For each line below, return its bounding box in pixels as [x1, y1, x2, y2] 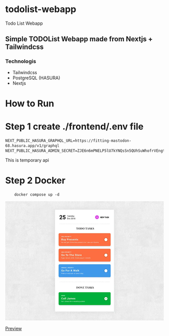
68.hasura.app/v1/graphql [5, 143, 59, 148]
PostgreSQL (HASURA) [12, 75, 60, 81]
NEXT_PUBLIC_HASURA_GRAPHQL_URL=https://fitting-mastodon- [5, 138, 132, 143]
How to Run [5, 97, 54, 109]
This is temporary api [5, 157, 49, 163]
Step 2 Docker [5, 175, 66, 186]
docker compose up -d [14, 192, 59, 197]
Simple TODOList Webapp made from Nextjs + [5, 35, 153, 43]
